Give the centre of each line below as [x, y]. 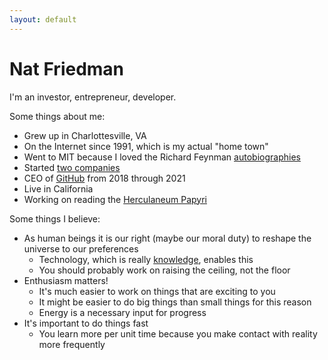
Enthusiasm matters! [66, 280]
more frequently [72, 344]
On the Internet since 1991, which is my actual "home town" [146, 146]
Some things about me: [57, 116]
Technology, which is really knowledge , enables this [146, 259]
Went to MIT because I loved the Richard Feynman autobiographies [162, 157]
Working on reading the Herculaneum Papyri [115, 199]
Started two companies [72, 167]
